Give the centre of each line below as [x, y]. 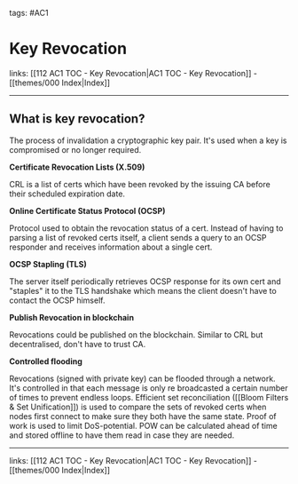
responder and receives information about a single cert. [111, 247]
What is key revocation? [77, 119]
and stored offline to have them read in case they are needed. [122, 435]
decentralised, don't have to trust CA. [78, 344]
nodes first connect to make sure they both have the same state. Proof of [143, 416]
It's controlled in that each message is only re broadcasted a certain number [149, 388]
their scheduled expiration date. [67, 194]
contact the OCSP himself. [57, 300]
